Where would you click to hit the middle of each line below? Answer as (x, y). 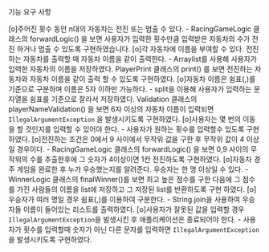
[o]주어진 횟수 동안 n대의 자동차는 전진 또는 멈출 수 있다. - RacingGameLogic (130, 29)
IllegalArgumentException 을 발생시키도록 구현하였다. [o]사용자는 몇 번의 (124, 119)
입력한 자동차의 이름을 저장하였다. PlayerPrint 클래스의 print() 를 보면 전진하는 (130, 69)
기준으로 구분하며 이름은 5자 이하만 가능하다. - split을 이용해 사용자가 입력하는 (130, 89)
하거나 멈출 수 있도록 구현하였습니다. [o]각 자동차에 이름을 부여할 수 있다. (130, 49)
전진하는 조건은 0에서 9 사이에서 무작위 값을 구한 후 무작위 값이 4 (143, 139)
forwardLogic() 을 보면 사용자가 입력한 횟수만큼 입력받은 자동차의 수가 (140, 39)
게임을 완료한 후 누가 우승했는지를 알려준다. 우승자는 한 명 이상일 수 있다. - (132, 169)
